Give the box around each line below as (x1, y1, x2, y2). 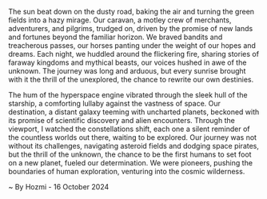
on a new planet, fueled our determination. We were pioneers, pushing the (8, 158, 253, 167)
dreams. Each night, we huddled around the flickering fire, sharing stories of (8, 50, 260, 58)
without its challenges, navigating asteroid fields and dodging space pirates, (8, 141, 260, 150)
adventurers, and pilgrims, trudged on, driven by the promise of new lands (8, 24, 253, 33)
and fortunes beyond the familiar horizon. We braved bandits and (8, 32, 223, 42)
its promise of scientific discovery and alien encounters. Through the (8, 116, 236, 125)
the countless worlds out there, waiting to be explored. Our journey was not (8, 133, 257, 142)
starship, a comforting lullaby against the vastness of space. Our (8, 99, 221, 108)
